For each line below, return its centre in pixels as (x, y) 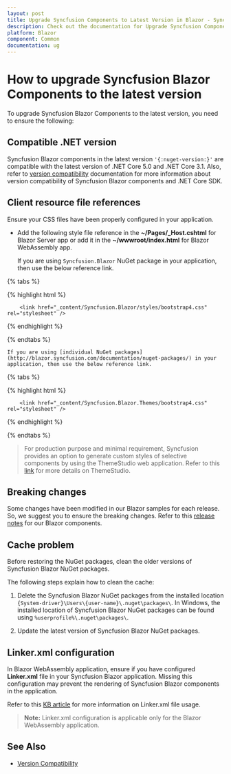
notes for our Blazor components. (55, 523)
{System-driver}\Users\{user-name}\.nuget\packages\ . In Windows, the (119, 603)
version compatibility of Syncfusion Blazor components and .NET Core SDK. (115, 181)
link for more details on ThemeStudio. (77, 470)
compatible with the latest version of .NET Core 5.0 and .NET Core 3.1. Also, (114, 166)
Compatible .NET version (62, 142)
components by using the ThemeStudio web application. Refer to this (122, 463)
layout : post (26, 13)
